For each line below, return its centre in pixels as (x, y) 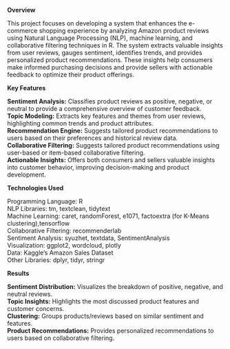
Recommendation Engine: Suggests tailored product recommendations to (113, 131)
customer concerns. (36, 309)
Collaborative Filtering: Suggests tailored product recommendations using (113, 145)
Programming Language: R (45, 201)
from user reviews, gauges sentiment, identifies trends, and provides (105, 52)
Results (18, 273)
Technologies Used (35, 188)
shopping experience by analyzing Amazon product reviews (124, 31)
